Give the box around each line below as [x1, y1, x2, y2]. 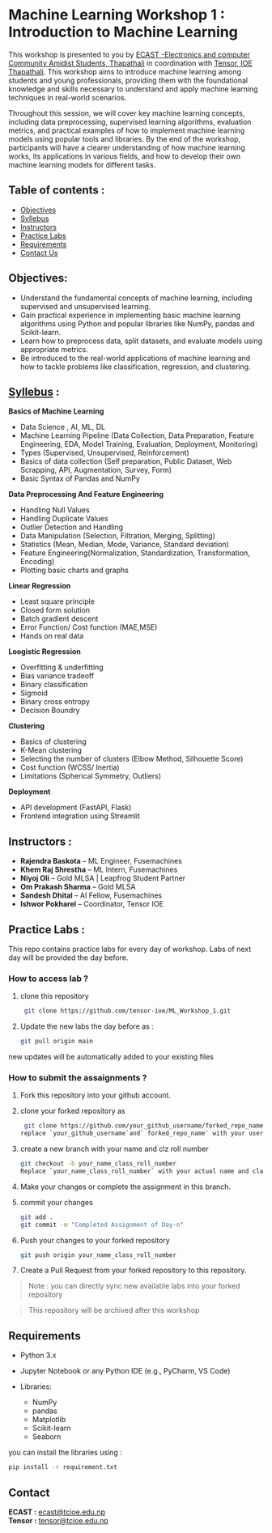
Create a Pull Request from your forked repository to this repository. [19, 1265, 247, 1276]
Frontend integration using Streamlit [19, 811, 140, 821]
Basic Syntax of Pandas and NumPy [19, 473, 140, 483]
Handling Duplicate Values [19, 514, 108, 524]
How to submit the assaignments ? [8, 1072, 147, 1083]
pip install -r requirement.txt [8, 1463, 117, 1471]
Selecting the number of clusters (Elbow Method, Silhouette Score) [19, 754, 244, 764]
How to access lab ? [8, 973, 89, 984]
